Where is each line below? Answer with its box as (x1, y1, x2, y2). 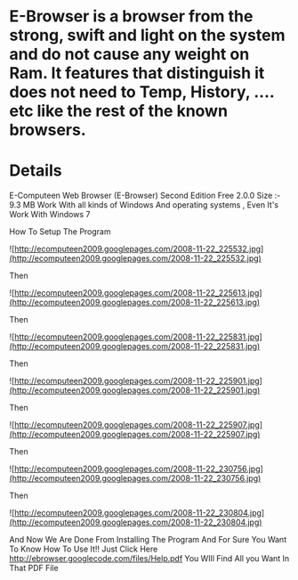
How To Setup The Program (9, 226, 111, 237)
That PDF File (9, 563, 60, 574)
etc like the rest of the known (9, 101, 229, 121)
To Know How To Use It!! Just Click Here (9, 543, 158, 554)
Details (9, 160, 62, 181)
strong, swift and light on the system (9, 25, 286, 45)
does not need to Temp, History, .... (9, 82, 275, 102)
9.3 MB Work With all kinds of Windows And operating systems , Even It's (9, 200, 278, 210)
